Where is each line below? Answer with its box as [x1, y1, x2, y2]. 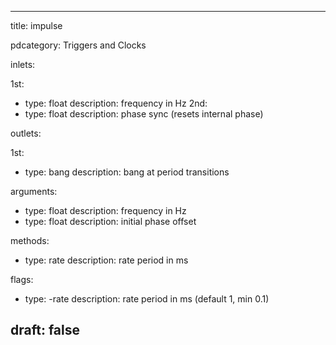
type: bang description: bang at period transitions [24, 166, 230, 178]
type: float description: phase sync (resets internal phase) [24, 108, 264, 120]
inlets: [10, 59, 36, 70]
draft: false [10, 322, 80, 339]
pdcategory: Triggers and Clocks [10, 39, 147, 51]
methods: [10, 235, 50, 246]
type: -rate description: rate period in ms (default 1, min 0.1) [24, 293, 270, 305]
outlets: [10, 127, 42, 139]
